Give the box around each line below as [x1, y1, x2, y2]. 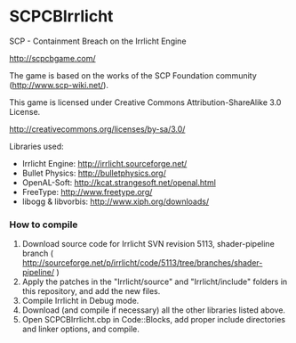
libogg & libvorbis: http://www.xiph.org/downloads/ [21, 196, 210, 207]
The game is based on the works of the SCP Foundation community [9, 69, 258, 81]
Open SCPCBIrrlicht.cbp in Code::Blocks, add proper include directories [21, 314, 286, 325]
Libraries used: [9, 141, 64, 151]
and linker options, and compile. [21, 323, 140, 335]
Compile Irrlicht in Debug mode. [21, 296, 140, 306]
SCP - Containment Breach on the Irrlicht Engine [9, 36, 187, 46]
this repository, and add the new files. [21, 286, 161, 297]
